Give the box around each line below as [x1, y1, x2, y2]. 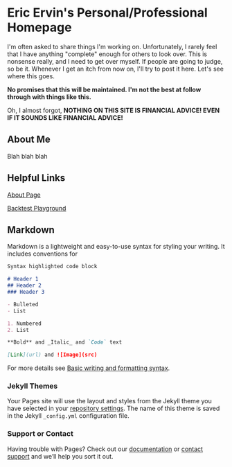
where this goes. [7, 71, 55, 80]
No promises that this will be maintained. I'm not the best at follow [7, 85, 202, 94]
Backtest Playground [7, 204, 66, 212]
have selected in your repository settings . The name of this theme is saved [7, 404, 220, 413]
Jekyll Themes [7, 381, 58, 391]
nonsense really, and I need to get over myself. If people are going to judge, [7, 57, 223, 65]
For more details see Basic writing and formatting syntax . [7, 364, 170, 372]
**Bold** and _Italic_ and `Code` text [7, 339, 123, 346]
